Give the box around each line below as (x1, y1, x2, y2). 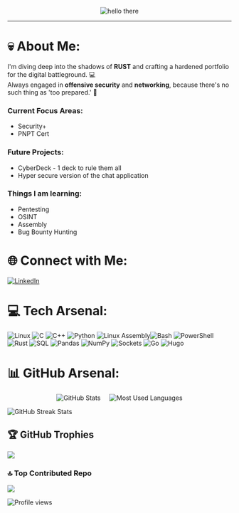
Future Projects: (7, 147, 64, 157)
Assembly (17, 220, 48, 228)
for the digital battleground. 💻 (7, 70, 96, 78)
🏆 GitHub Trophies (7, 429, 95, 441)
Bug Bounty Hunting (17, 228, 78, 236)
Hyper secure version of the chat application (17, 171, 149, 179)
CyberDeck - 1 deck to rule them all (17, 164, 122, 172)
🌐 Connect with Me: (7, 253, 128, 269)
